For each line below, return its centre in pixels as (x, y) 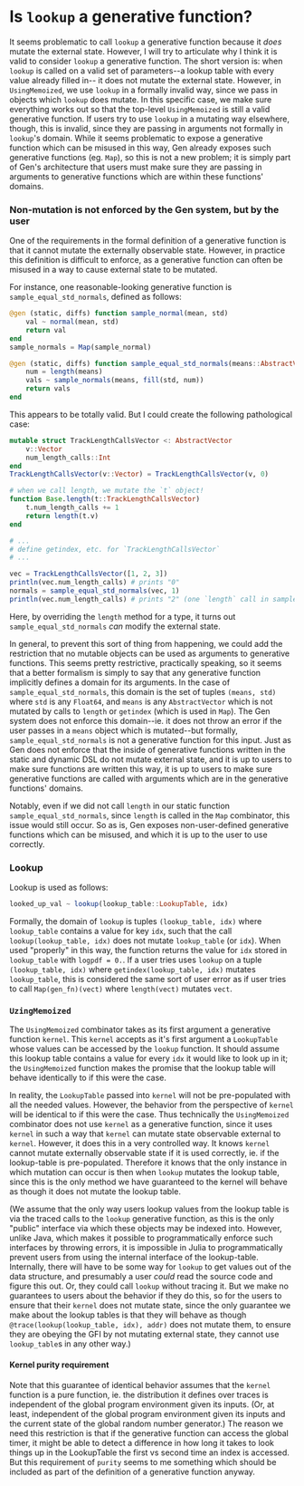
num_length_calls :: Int (68, 458)
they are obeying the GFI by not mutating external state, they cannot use (144, 1335)
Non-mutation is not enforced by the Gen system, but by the (144, 209)
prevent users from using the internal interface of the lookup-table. (134, 1258)
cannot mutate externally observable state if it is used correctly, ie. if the (144, 1153)
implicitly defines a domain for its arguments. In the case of (120, 682)
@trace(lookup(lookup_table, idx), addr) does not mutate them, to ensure (150, 1325)
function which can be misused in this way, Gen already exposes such (140, 148)
